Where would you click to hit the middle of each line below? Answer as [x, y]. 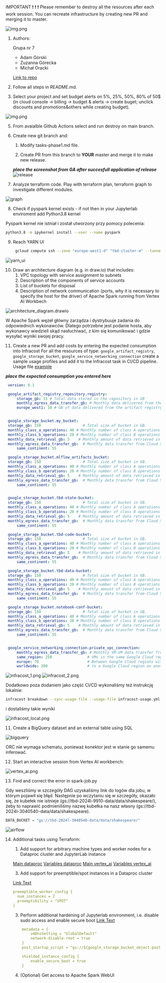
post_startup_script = [45, 948]
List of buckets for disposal [48, 285]
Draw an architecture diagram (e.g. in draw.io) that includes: [74, 270]
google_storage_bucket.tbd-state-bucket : [51, 498]
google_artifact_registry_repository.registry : [57, 394]
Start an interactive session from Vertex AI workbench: [68, 762]
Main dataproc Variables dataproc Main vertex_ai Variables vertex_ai [82, 864]
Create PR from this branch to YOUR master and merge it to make [87, 155]
